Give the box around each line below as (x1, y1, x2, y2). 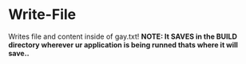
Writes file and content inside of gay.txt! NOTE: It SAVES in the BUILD (8, 32, 238, 41)
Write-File (8, 6, 77, 24)
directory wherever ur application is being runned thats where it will (8, 40, 238, 49)
